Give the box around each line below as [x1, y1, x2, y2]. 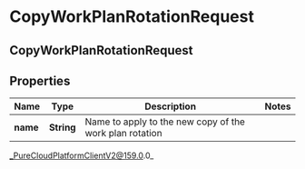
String [48, 121, 76, 134]
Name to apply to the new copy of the [84, 115, 245, 128]
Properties [9, 73, 71, 88]
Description [144, 100, 197, 113]
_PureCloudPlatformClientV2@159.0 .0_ [9, 150, 154, 161]
